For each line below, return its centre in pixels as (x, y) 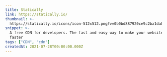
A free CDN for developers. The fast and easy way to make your (78, 33)
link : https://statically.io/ (37, 14)
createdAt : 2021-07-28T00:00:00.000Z (44, 47)
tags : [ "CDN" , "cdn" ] (28, 42)
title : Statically (24, 10)
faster (16, 38)
